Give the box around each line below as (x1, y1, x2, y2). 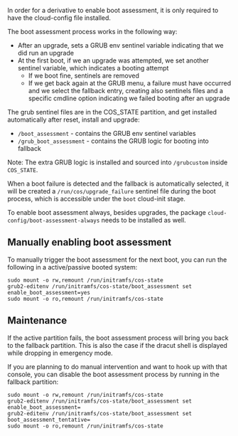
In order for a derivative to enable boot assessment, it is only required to (7, 6, 219, 14)
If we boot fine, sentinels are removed (28, 71, 140, 80)
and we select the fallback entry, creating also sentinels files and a (28, 87, 224, 95)
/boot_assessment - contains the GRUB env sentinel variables (17, 129, 197, 137)
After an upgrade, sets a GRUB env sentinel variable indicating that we (17, 41, 224, 49)
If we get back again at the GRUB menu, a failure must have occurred (28, 79, 232, 87)
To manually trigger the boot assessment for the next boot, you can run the (7, 255, 227, 264)
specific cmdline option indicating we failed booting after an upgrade (28, 94, 230, 102)
